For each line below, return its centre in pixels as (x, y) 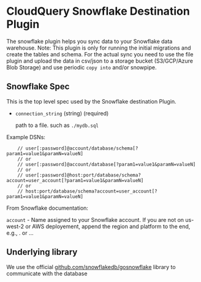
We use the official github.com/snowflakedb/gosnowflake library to (91, 267)
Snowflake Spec (38, 87)
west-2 (15, 226)
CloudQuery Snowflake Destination (98, 11)
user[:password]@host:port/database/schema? (83, 175)
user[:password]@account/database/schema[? (82, 148)
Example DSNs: (26, 137)
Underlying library (42, 252)
